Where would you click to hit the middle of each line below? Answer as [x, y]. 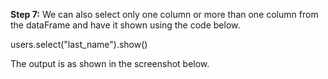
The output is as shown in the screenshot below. [110, 63]
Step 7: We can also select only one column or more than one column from [164, 14]
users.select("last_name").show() [79, 44]
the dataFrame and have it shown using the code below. [125, 25]
